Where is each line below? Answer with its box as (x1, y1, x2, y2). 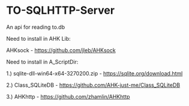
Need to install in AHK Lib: (6, 35, 71, 42)
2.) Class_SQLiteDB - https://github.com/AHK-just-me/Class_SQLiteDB (6, 81, 181, 89)
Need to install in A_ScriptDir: (6, 58, 79, 65)
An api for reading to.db (6, 23, 65, 31)
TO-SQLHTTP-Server (6, 4, 115, 17)
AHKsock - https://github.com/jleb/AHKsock (6, 46, 116, 54)
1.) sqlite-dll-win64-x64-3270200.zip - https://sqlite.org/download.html (6, 69, 183, 77)
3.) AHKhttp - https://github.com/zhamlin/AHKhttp (6, 93, 130, 100)
